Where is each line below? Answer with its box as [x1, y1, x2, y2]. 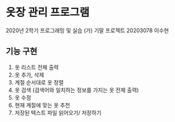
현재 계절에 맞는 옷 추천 [14, 101, 71, 109]
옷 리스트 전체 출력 [14, 63, 59, 70]
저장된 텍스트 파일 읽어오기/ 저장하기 [14, 109, 102, 116]
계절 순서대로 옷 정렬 [14, 78, 64, 86]
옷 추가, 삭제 [14, 71, 45, 78]
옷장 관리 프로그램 [5, 5, 90, 19]
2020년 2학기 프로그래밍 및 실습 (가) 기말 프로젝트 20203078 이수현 [5, 27, 169, 34]
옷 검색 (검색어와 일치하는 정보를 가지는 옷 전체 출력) [14, 86, 139, 93]
